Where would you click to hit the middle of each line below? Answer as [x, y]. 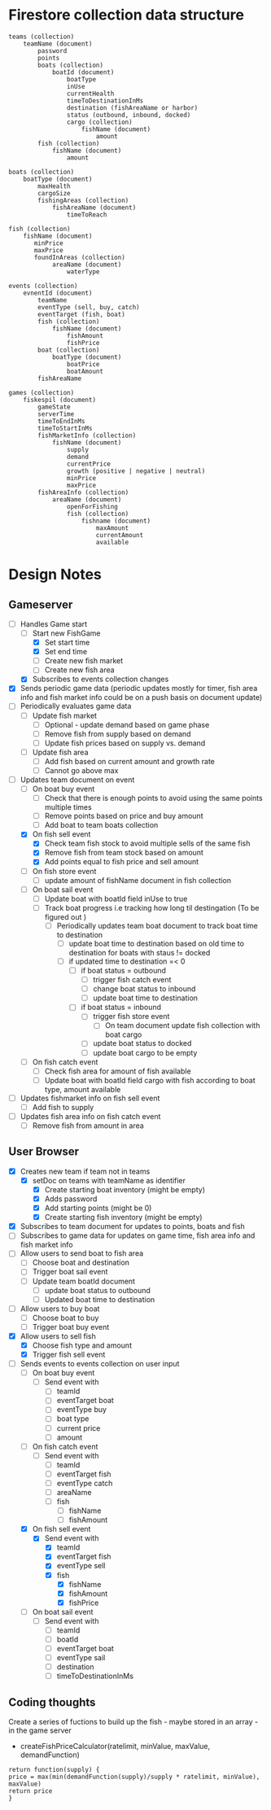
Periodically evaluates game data [76, 706]
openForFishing [92, 506]
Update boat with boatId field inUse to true [116, 898]
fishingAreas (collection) [83, 200]
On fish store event [64, 871]
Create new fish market [84, 661]
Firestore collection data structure [126, 15]
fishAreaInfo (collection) [83, 492]
